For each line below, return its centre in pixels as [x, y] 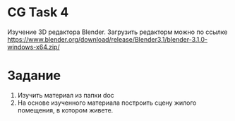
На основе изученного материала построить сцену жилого [107, 103]
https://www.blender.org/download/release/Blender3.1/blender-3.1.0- [108, 39]
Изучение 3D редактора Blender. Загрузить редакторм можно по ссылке [117, 32]
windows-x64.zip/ [34, 47]
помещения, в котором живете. [65, 110]
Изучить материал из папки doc [66, 95]
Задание [34, 76]
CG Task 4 [38, 12]
